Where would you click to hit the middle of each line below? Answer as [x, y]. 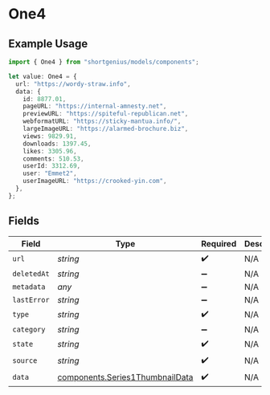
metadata [29, 287]
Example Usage [48, 44]
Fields [24, 221]
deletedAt [31, 273]
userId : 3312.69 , [52, 166]
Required [219, 243]
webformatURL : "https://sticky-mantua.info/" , [102, 121]
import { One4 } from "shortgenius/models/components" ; [104, 62]
